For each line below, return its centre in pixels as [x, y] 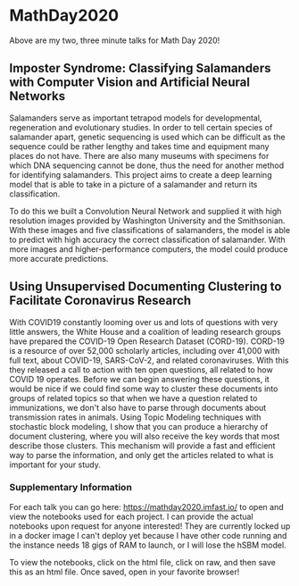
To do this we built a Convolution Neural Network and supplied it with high [145, 211]
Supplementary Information [71, 488]
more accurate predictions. [59, 258]
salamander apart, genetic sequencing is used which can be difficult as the [147, 137]
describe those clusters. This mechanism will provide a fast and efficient [142, 445]
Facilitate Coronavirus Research [100, 301]
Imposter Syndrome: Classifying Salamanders [140, 68]
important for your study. [55, 465]
